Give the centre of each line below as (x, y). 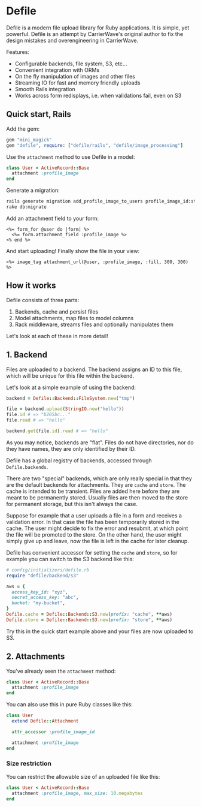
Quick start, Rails (39, 114)
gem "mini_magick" (29, 140)
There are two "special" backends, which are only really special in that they (99, 478)
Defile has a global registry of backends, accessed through (79, 460)
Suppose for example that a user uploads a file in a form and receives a (94, 515)
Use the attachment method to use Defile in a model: (71, 156)
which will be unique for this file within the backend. (70, 375)
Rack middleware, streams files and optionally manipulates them (94, 324)
